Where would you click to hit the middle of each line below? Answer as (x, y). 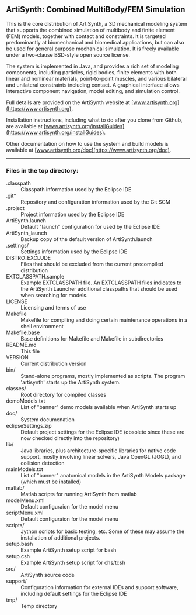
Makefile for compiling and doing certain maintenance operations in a (104, 320)
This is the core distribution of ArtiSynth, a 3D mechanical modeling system (97, 23)
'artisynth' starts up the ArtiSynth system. (71, 382)
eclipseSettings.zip (29, 426)
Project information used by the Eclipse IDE (73, 214)
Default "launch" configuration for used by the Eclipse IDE (90, 227)
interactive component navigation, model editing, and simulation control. (93, 91)
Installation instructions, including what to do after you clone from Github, (94, 120)
